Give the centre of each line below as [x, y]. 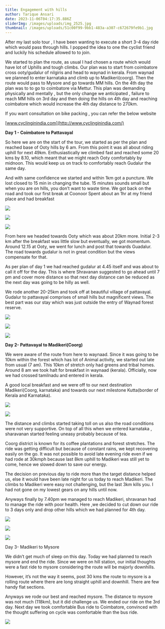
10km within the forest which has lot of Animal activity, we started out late [80, 360]
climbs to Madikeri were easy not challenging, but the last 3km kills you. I [79, 485]
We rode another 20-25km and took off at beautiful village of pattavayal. [78, 292]
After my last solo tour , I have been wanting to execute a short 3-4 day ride [82, 42]
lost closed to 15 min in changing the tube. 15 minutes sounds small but [77, 183]
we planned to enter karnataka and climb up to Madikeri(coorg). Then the [80, 78]
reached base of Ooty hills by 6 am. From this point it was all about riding [79, 147]
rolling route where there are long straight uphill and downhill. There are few [82, 582]
